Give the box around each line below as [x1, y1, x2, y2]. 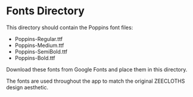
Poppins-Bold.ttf [14, 54, 55, 61]
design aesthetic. [6, 83, 49, 90]
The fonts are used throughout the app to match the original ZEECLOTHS [6, 77, 185, 85]
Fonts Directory [6, 4, 85, 18]
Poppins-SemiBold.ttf [14, 48, 68, 55]
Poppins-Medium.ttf [14, 42, 64, 49]
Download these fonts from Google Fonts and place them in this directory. [6, 65, 188, 73]
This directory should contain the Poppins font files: [6, 24, 133, 31]
